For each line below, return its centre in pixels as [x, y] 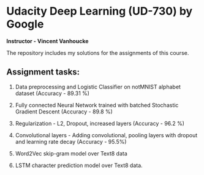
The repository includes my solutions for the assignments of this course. [98, 52]
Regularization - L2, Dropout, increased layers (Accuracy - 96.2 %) [100, 123]
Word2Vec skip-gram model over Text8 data [71, 153]
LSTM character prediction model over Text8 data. [79, 165]
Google [25, 24]
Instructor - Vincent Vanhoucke [47, 41]
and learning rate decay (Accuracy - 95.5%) [71, 141]
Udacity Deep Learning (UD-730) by [100, 11]
